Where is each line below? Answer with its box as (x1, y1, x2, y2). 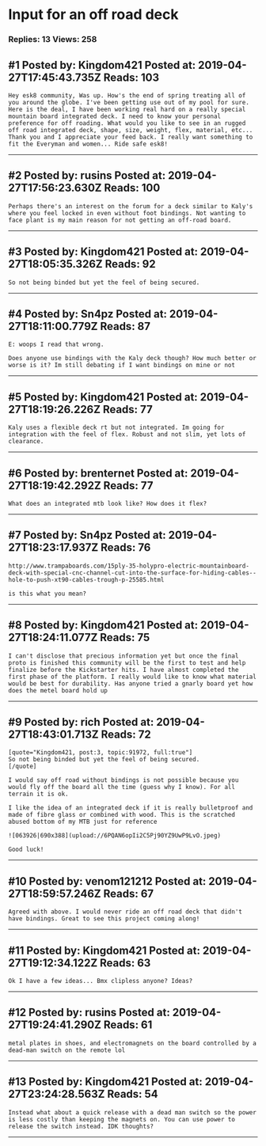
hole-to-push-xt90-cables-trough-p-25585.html (8, 575, 165, 583)
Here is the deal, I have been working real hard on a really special (8, 105, 246, 113)
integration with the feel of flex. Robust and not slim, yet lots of (8, 431, 246, 438)
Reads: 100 (104, 181, 161, 195)
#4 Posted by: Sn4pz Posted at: (8, 307, 168, 321)
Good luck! (8, 845, 44, 854)
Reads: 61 (103, 1019, 153, 1032)
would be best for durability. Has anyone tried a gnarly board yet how (8, 679, 253, 688)
